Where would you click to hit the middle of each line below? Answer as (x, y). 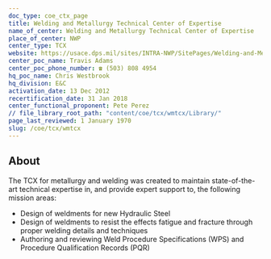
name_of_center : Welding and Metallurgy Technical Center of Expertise (131, 31)
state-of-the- (233, 180)
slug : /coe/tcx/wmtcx (45, 128)
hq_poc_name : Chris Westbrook (59, 76)
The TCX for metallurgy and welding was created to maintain (109, 180)
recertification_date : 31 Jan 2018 (68, 98)
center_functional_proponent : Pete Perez (79, 106)
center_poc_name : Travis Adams (61, 61)
